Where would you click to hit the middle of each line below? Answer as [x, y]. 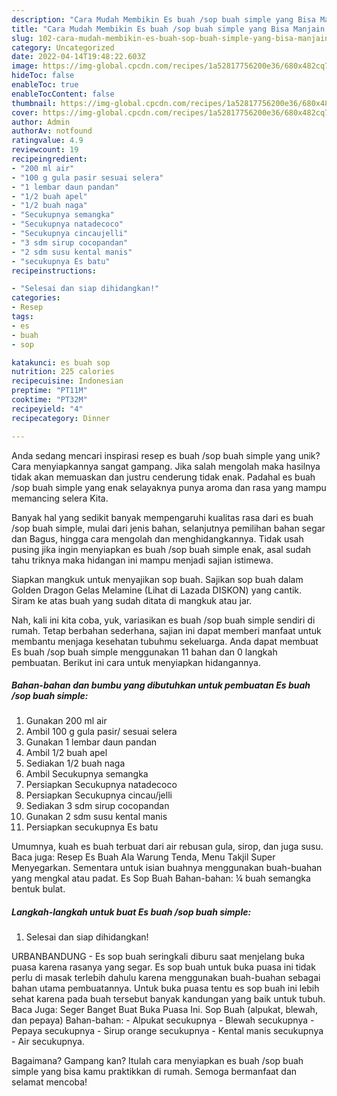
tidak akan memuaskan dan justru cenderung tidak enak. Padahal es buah [163, 477]
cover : [25, 112]
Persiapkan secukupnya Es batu [92, 827]
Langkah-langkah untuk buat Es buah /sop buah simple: [131, 912]
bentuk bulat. [38, 889]
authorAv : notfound [52, 131]
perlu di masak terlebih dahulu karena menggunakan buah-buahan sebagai [166, 978]
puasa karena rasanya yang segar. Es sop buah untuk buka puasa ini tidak [163, 967]
